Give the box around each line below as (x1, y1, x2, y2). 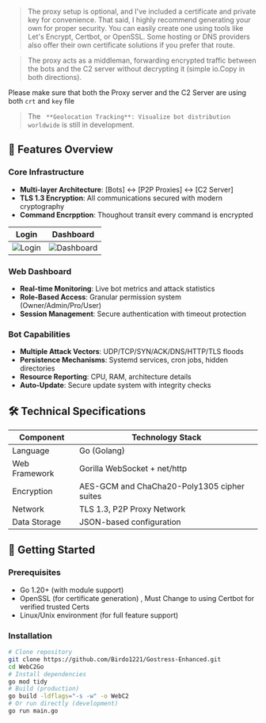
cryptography (19, 201, 65, 211)
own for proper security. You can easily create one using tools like (27, 24, 244, 32)
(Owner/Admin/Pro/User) (19, 300, 101, 310)
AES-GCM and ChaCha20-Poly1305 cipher (78, 481, 245, 492)
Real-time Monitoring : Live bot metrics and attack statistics (19, 283, 215, 293)
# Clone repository (8, 649, 73, 656)
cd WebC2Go (8, 663, 44, 671)
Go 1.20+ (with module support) (19, 585, 124, 595)
